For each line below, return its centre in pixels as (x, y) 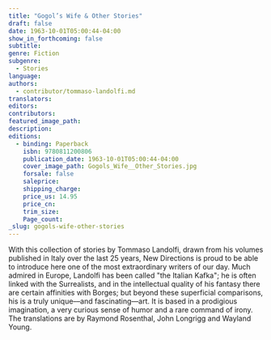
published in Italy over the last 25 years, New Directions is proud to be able (133, 258)
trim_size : (41, 211)
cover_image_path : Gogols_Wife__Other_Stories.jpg (110, 167)
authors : (23, 83)
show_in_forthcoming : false (56, 38)
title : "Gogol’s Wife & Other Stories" (76, 16)
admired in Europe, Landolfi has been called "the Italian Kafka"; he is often (132, 275)
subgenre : (25, 62)
